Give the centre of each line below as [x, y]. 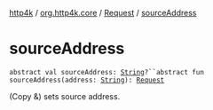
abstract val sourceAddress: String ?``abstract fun [106, 72]
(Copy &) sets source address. [65, 96]
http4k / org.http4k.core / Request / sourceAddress [103, 13]
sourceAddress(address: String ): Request [87, 80]
